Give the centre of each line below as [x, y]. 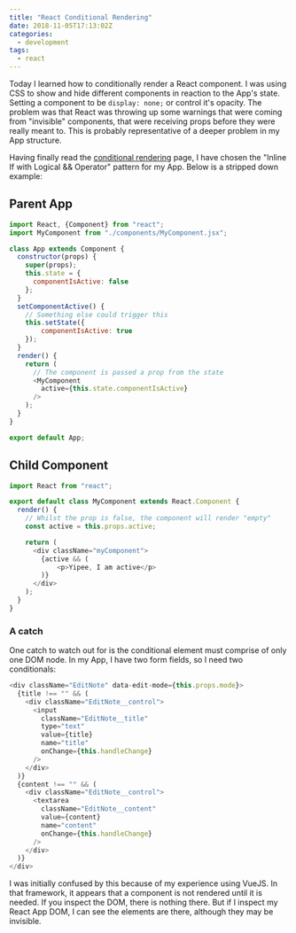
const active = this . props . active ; [91, 526]
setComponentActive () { [61, 307]
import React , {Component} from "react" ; [87, 224]
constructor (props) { [57, 257]
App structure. [35, 140]
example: [26, 176]
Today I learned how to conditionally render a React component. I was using [148, 84]
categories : [31, 34]
